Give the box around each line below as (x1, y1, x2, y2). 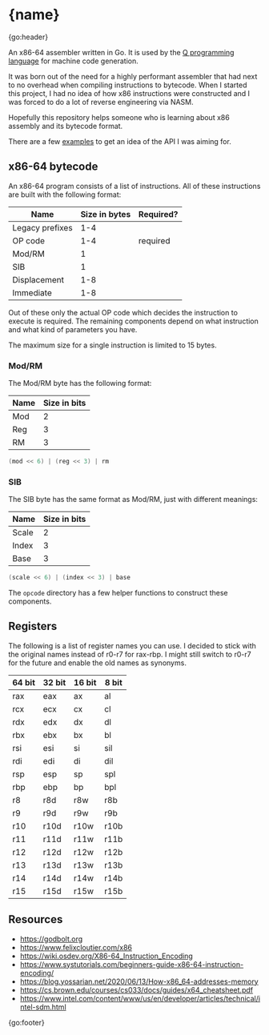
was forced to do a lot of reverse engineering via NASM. (8, 97, 194, 106)
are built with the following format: (8, 190, 122, 199)
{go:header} (8, 32, 49, 42)
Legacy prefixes (12, 222, 74, 233)
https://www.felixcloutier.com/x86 (19, 942, 133, 952)
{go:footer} (8, 1017, 46, 1027)
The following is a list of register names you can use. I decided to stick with (8, 640, 256, 650)
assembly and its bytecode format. (8, 121, 123, 130)
